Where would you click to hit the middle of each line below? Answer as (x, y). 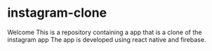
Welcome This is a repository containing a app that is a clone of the (105, 32)
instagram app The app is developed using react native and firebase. (107, 39)
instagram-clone (57, 13)
